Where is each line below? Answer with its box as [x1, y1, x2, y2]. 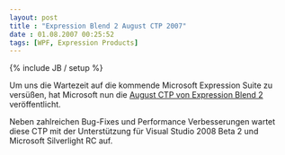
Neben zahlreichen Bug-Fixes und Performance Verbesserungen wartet [9, 116, 276, 127]
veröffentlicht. [9, 99, 61, 110]
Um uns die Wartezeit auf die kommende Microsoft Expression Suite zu [9, 80, 272, 90]
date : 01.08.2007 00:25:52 [9, 30, 115, 39]
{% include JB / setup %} [9, 63, 103, 73]
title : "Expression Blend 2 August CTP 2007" [9, 22, 187, 30]
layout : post [9, 13, 58, 22]
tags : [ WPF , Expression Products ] [9, 38, 139, 47]
